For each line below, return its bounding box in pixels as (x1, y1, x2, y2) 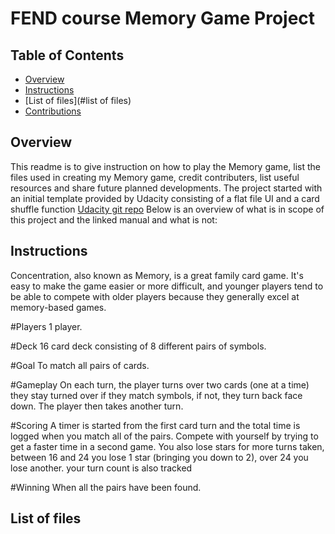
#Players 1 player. (10, 320, 83, 332)
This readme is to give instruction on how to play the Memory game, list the (10, 160, 321, 172)
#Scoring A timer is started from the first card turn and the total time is (10, 419, 301, 431)
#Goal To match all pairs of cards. (10, 359, 150, 371)
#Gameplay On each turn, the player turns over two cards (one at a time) (10, 378, 310, 391)
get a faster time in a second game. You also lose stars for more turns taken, (10, 440, 325, 452)
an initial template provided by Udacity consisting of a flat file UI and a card (10, 192, 320, 204)
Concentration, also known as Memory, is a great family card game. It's (10, 269, 304, 281)
